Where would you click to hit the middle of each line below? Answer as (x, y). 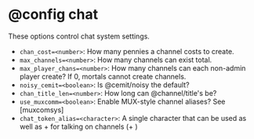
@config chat (53, 15)
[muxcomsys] (42, 110)
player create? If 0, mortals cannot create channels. (103, 76)
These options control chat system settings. (79, 36)
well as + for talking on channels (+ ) (78, 126)
